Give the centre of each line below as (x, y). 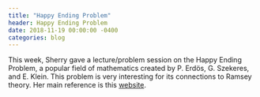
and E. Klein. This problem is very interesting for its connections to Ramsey (130, 76)
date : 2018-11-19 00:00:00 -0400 (63, 30)
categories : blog (37, 37)
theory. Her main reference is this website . (77, 85)
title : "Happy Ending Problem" (60, 15)
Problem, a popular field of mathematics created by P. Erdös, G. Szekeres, (129, 69)
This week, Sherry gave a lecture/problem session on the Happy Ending (125, 60)
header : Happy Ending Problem (58, 23)
